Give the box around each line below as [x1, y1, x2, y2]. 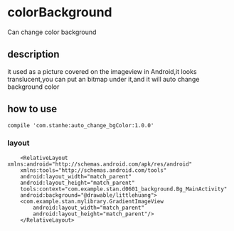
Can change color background [7, 28, 97, 36]
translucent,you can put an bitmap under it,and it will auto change [7, 75, 200, 83]
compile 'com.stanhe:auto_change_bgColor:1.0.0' [7, 122, 154, 129]
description [7, 48, 60, 60]
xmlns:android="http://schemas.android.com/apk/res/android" [7, 161, 193, 168]
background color [7, 82, 60, 91]
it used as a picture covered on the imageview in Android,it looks [7, 67, 197, 75]
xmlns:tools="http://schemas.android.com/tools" [20, 166, 167, 174]
